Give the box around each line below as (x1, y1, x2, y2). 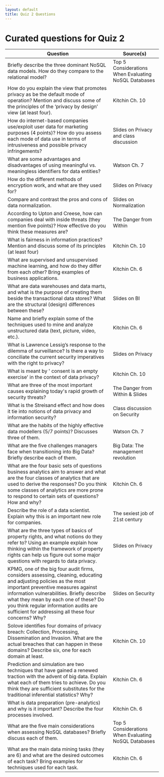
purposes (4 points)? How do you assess (7, 129, 102, 136)
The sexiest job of (113, 510, 154, 517)
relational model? (7, 74, 47, 81)
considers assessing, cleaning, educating (7, 572, 102, 579)
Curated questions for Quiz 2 (5, 33, 125, 44)
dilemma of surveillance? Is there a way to (7, 347, 104, 354)
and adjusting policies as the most (7, 578, 86, 584)
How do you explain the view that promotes (7, 85, 107, 92)
